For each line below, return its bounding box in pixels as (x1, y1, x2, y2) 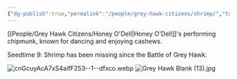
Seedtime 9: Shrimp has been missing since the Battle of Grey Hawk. (7, 50, 208, 59)
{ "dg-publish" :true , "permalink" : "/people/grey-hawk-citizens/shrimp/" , (7, 10, 222, 17)
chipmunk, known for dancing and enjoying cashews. (7, 36, 162, 45)
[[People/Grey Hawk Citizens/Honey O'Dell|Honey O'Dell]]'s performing (7, 29, 217, 38)
